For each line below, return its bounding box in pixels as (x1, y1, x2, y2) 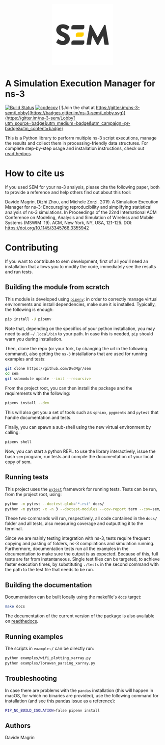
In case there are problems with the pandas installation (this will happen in (5, 687, 154, 693)
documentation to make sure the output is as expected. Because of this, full (5, 551, 158, 557)
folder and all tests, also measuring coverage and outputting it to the (5, 521, 143, 526)
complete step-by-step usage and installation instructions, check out (5, 145, 145, 151)
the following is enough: (5, 306, 54, 312)
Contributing (5, 242, 58, 253)
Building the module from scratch (5, 283, 110, 291)
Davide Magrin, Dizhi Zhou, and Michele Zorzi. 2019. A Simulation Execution (5, 198, 159, 205)
